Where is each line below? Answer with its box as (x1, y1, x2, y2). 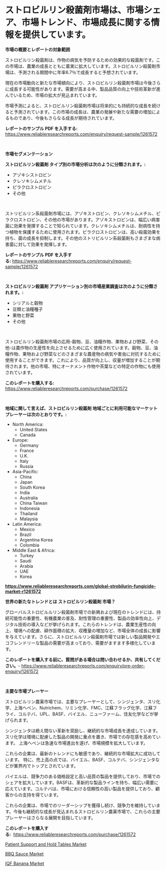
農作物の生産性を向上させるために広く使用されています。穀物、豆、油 (15, 344, 158, 351)
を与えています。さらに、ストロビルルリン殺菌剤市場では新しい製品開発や (5, 633, 156, 640)
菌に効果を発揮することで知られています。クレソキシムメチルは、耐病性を (5, 223, 156, 229)
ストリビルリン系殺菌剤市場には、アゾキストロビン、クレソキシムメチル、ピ (5, 210, 161, 216)
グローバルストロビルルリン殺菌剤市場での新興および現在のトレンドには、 (5, 609, 157, 615)
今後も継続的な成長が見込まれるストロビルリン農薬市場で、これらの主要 (13, 808, 161, 814)
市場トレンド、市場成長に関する (21, 17, 152, 28)
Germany (19, 442, 39, 448)
